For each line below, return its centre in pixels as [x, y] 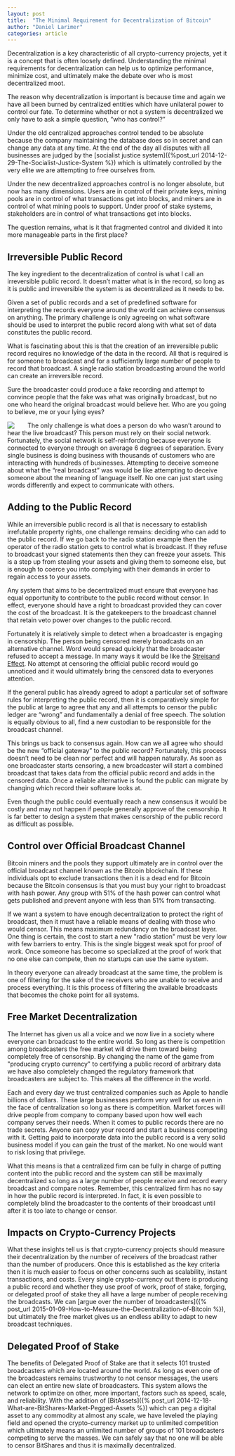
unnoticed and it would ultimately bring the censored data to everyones [110, 671]
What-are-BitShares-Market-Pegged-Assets [71, 1408]
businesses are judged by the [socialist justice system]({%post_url [103, 155]
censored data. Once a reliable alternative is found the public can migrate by [118, 780]
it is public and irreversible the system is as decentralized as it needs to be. [116, 289]
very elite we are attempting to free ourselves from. [81, 170]
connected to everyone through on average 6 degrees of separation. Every [116, 448]
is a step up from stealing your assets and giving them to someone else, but [117, 561]
